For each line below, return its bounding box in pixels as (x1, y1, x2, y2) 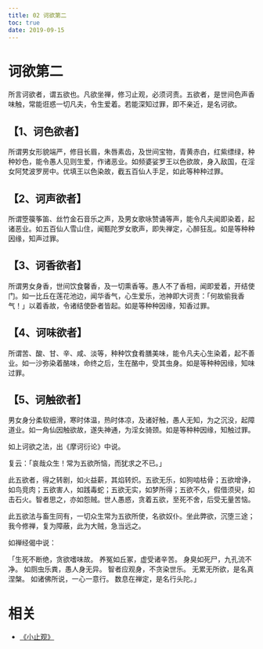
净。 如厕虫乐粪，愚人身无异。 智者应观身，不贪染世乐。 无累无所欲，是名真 (8, 564, 254, 574)
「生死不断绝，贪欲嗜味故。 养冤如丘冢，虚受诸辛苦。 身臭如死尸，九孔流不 (8, 555, 252, 564)
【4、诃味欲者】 (8, 326, 88, 340)
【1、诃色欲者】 (8, 125, 85, 138)
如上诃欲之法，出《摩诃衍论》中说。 (8, 442, 125, 451)
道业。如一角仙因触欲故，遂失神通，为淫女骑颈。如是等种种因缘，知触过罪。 (8, 425, 255, 435)
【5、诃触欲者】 (8, 393, 88, 407)
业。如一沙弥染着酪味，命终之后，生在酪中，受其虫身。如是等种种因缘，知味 (8, 358, 255, 367)
